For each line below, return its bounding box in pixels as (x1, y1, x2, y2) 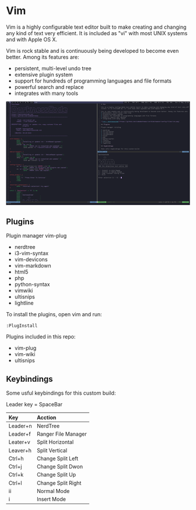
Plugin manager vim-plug (6, 232, 67, 239)
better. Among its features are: (6, 53, 79, 60)
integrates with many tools (14, 90, 79, 97)
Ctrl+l (8, 479, 22, 487)
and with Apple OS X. (6, 36, 57, 43)
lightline (14, 300, 34, 307)
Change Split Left (37, 455, 79, 462)
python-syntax (14, 281, 50, 288)
